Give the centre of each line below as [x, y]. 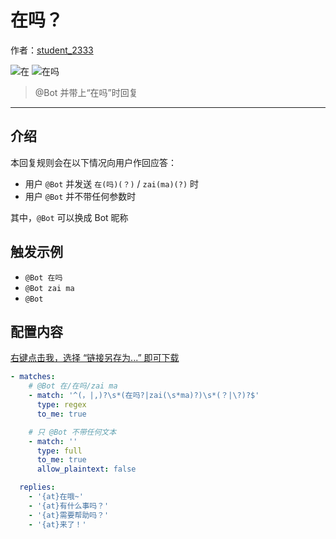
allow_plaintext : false [86, 469]
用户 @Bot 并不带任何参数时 [80, 196]
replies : [37, 487]
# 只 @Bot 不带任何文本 [72, 432]
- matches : [33, 377]
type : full [59, 451]
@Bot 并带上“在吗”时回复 [86, 92]
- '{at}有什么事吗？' [69, 506]
